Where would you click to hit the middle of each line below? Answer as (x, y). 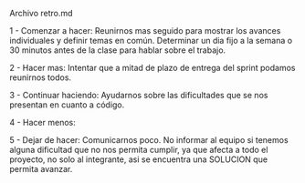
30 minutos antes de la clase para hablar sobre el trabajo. (118, 50)
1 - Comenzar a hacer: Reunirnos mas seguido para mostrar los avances (145, 30)
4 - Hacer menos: (42, 122)
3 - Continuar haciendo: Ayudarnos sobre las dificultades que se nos (139, 95)
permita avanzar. (41, 169)
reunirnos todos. (40, 77)
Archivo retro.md (41, 13)
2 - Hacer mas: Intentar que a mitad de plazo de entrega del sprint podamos (152, 68)
